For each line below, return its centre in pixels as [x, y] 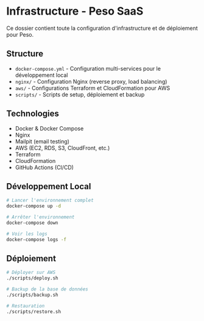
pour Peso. [20, 34]
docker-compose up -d [34, 206]
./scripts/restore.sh [34, 312]
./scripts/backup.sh [33, 295]
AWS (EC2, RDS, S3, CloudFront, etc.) [62, 148]
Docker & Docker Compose [49, 128]
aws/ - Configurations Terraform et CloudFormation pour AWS [93, 88]
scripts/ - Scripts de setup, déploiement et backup [80, 94]
